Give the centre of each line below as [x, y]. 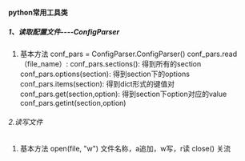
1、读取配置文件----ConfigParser [64, 32]
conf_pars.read [212, 54]
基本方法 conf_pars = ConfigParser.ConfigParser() [102, 54]
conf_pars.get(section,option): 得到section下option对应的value [123, 94]
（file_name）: [44, 63]
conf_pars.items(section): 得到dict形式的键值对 [97, 83]
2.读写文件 [26, 122]
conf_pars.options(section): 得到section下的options [105, 74]
